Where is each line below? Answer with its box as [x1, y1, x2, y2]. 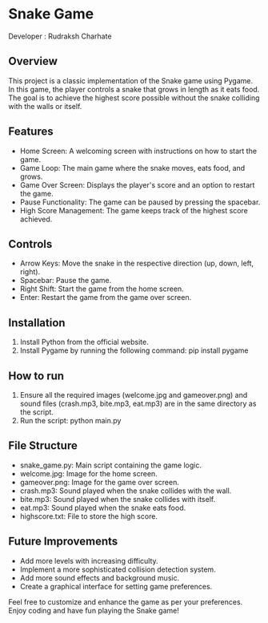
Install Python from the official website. [19, 338, 150, 347]
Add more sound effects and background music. [19, 572, 180, 582]
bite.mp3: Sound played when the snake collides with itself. [19, 494, 216, 504]
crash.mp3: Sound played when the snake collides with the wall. [19, 486, 232, 496]
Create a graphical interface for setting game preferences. [19, 581, 213, 591]
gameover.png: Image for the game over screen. [19, 477, 180, 487]
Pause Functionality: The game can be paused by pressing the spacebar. [19, 197, 261, 207]
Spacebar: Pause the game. [19, 276, 112, 285]
